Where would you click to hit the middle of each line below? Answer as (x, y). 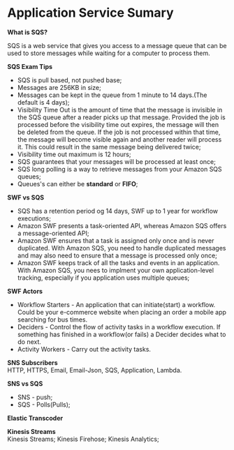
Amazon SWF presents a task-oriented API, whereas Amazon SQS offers (122, 225)
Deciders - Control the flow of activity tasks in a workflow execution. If (119, 327)
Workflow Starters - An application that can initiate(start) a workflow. (116, 304)
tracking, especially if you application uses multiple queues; (103, 278)
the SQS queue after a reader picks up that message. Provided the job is (121, 117)
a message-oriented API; (53, 233)
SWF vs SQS (25, 197)
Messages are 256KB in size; (59, 87)
